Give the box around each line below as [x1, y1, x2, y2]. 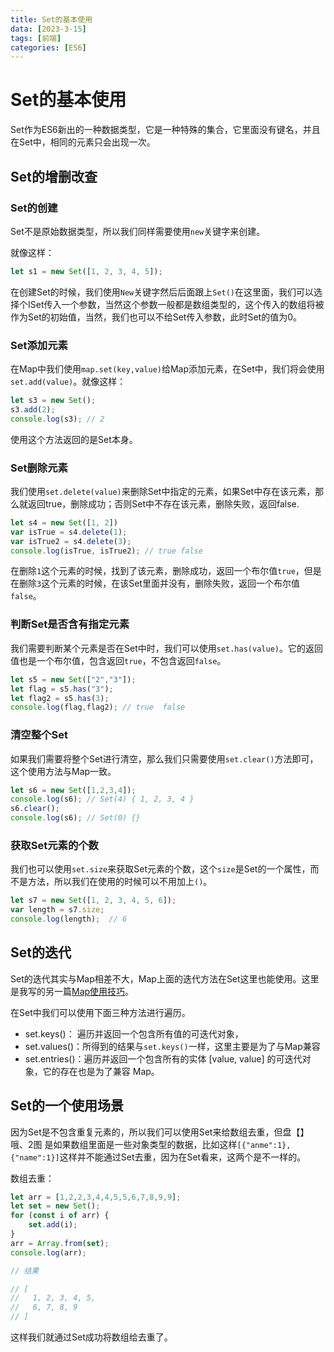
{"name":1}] [10, 1152, 60, 1163]
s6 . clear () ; [10, 804, 60, 814]
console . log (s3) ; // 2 [10, 414, 105, 424]
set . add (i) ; [28, 1220, 78, 1230]
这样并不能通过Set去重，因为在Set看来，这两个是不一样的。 [59, 1151, 307, 1163]
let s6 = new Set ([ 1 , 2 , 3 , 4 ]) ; [10, 785, 137, 795]
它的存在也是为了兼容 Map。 [42, 1065, 160, 1077]
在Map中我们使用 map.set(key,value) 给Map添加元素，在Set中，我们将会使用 [10, 363, 325, 375]
